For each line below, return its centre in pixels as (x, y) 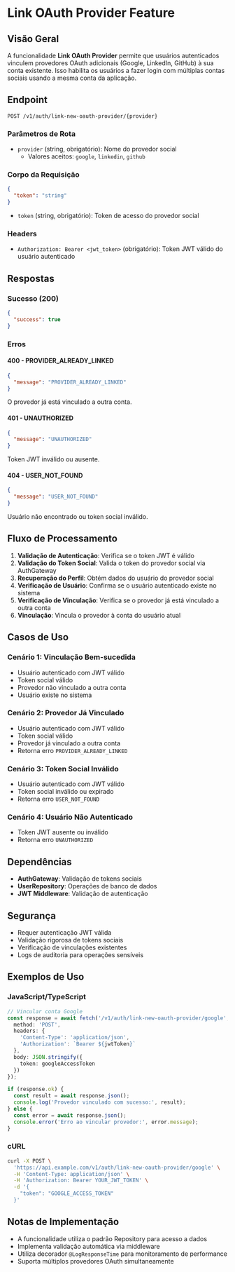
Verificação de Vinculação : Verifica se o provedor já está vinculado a (118, 600)
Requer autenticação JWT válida (64, 933)
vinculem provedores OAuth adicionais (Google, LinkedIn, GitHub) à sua (111, 63)
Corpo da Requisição (43, 175)
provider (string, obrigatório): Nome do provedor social (97, 149)
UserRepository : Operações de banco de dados (87, 886)
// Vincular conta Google (45, 1011)
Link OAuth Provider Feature (91, 13)
